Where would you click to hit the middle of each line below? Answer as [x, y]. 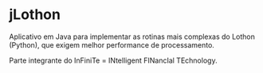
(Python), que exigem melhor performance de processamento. [112, 44]
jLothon [35, 15]
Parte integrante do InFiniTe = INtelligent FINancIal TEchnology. [113, 60]
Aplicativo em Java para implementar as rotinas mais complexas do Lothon [132, 36]
